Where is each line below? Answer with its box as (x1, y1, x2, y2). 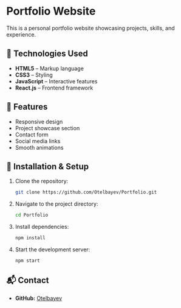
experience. (6, 30, 36, 38)
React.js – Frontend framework (15, 84, 94, 91)
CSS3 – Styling (15, 71, 53, 79)
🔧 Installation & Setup (6, 161, 89, 172)
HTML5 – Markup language (15, 65, 84, 72)
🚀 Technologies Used (6, 49, 88, 59)
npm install (15, 235, 46, 241)
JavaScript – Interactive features (15, 77, 98, 85)
